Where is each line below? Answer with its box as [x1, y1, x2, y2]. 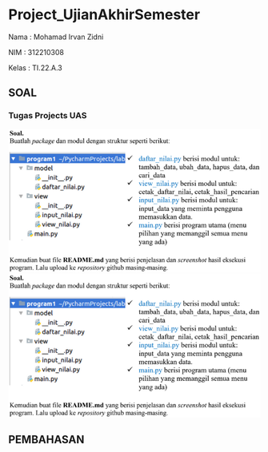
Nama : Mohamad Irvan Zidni [8, 32, 104, 42]
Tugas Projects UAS [8, 110, 87, 121]
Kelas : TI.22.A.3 [8, 62, 62, 73]
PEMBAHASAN [8, 433, 85, 446]
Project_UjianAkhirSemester [8, 6, 201, 24]
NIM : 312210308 [8, 47, 64, 57]
